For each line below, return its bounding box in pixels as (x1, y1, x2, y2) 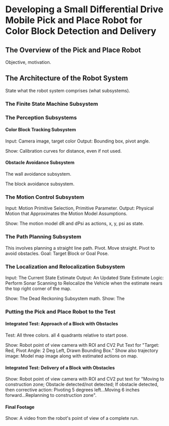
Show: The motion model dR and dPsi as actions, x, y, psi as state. (5, 221, 144, 227)
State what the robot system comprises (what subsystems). (5, 87, 130, 93)
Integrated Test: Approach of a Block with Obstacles (5, 321, 119, 327)
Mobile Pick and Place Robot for (5, 14, 143, 26)
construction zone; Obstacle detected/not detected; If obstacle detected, (5, 382, 159, 388)
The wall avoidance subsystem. (5, 171, 72, 177)
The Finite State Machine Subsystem (5, 100, 98, 107)
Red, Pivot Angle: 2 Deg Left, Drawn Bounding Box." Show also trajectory (5, 347, 159, 353)
